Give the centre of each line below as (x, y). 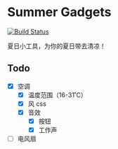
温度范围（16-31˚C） (57, 94)
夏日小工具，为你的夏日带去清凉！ (57, 45)
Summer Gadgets (59, 12)
